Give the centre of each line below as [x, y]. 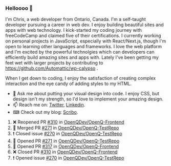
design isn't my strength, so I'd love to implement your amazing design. [88, 99]
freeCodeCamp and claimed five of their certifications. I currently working [83, 36]
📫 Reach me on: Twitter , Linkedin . [49, 105]
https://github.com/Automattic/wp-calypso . [52, 68]
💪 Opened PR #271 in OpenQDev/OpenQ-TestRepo [66, 141]
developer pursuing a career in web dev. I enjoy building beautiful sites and [84, 25]
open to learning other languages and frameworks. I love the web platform [84, 47]
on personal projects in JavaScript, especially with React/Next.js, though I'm [86, 41]
